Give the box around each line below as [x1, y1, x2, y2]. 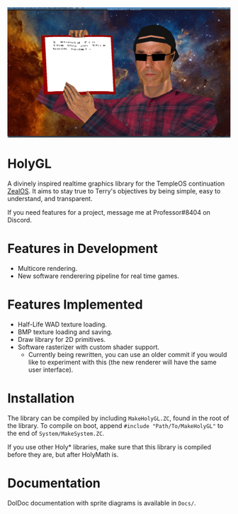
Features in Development [7, 240, 158, 257]
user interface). [28, 365, 74, 374]
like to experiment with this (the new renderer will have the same [28, 358, 217, 366]
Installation [7, 390, 75, 406]
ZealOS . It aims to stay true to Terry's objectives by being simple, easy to [7, 186, 221, 195]
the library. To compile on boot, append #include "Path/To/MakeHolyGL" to [7, 421, 224, 429]
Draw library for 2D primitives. [17, 335, 106, 343]
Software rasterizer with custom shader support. [17, 343, 160, 351]
